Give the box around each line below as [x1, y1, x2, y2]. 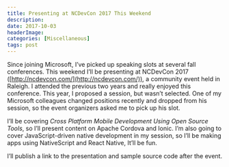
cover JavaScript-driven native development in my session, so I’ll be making [7, 132, 221, 140]
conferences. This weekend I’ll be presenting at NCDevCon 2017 [7, 67, 189, 76]
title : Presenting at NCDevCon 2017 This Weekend [7, 10, 152, 17]
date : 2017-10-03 [7, 22, 57, 29]
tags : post [7, 42, 38, 48]
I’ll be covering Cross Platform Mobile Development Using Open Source [7, 117, 208, 125]
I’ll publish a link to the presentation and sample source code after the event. [7, 152, 223, 160]
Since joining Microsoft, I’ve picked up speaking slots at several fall [7, 61, 196, 68]
